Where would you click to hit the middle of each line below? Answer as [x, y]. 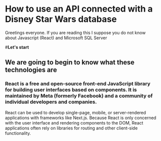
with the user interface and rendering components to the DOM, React [74, 123]
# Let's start [17, 47]
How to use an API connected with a [79, 9]
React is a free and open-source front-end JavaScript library [78, 84]
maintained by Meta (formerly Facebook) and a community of [79, 96]
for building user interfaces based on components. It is [71, 90]
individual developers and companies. [51, 102]
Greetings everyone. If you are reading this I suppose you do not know [75, 32]
